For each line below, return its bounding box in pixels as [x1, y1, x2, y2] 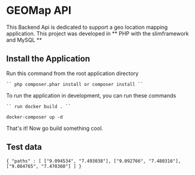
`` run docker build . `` [6, 103, 71, 109]
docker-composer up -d [6, 114, 63, 120]
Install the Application [6, 54, 90, 64]
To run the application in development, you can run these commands [6, 91, 176, 99]
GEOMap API [6, 4, 72, 17]
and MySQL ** [6, 36, 42, 43]
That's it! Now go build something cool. [6, 124, 103, 132]
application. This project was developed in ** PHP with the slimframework [6, 29, 189, 37]
